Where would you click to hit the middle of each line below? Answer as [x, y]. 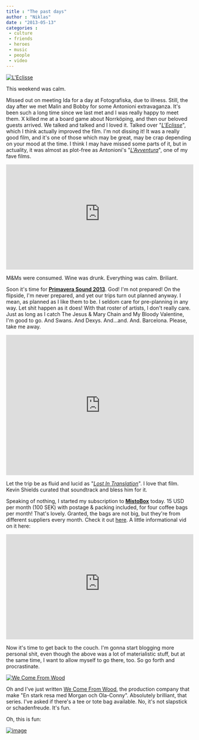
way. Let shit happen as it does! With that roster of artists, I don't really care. [98, 308]
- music [18, 50]
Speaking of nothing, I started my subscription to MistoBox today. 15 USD [95, 501]
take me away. [23, 327]
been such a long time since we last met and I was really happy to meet [92, 113]
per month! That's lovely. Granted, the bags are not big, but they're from [93, 513]
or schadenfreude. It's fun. [38, 708]
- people [19, 55]
